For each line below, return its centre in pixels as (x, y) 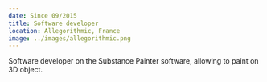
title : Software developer (53, 23)
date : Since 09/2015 (43, 16)
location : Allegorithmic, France (64, 31)
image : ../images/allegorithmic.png (70, 38)
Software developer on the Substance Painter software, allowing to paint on (133, 61)
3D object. (25, 70)
